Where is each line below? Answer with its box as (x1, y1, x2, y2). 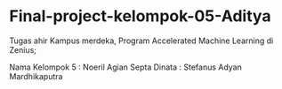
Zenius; (9, 44, 37, 55)
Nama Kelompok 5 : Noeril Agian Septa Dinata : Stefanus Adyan (9, 62, 243, 72)
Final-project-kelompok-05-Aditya (9, 6, 271, 26)
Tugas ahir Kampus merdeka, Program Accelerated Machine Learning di (9, 35, 274, 46)
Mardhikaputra (9, 70, 63, 81)
